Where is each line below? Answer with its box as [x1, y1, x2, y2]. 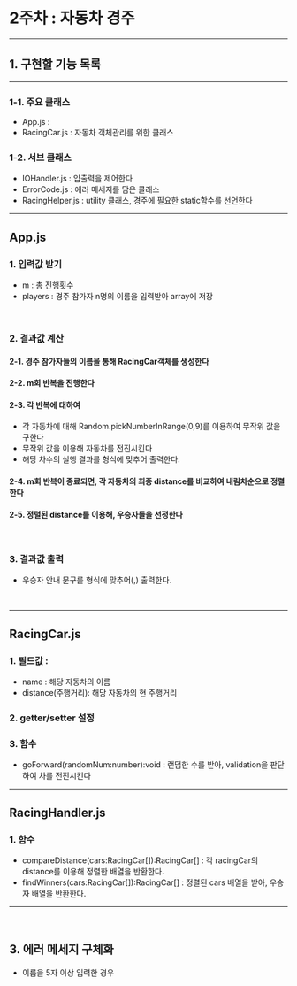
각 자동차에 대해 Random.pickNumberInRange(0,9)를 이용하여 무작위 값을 [21, 421, 281, 432]
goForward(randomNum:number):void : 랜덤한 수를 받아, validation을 [21, 759, 269, 770]
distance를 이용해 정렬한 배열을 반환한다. [21, 867, 165, 877]
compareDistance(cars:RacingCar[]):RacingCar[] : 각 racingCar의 [21, 855, 259, 866]
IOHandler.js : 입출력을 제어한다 [21, 173, 133, 184]
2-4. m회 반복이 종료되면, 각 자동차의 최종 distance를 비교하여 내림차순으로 [9, 475, 270, 487]
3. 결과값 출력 [9, 553, 65, 566]
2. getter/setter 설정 [9, 712, 95, 724]
